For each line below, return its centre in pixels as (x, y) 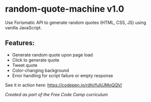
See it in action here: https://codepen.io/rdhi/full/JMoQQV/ (64, 85)
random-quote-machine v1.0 (65, 9)
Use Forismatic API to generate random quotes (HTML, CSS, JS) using (76, 22)
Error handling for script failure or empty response (63, 75)
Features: (20, 43)
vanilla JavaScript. (24, 27)
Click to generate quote (36, 60)
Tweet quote (25, 65)
